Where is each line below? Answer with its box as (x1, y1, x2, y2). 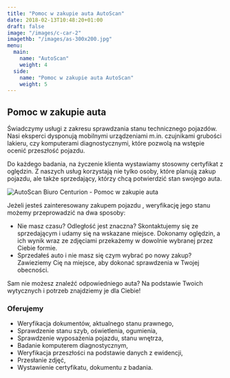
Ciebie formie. (17, 244, 58, 252)
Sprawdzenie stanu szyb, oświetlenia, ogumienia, (17, 327, 158, 335)
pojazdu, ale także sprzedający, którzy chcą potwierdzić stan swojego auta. (7, 175, 222, 183)
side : (13, 68, 30, 74)
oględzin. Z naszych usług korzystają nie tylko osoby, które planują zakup (7, 167, 216, 176)
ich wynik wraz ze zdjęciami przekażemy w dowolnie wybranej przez (17, 237, 213, 245)
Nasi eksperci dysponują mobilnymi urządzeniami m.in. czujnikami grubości (7, 132, 222, 140)
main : (13, 49, 30, 56)
